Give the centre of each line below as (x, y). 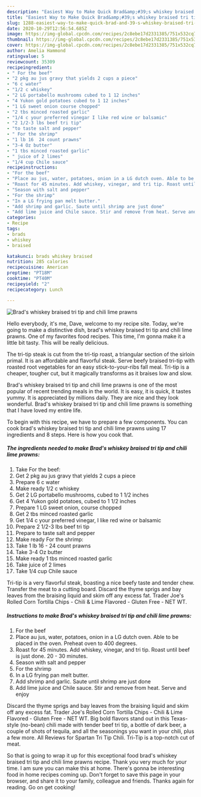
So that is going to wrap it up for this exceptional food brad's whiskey (92, 756)
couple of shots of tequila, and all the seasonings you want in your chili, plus (101, 731)
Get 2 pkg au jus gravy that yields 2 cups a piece (75, 476)
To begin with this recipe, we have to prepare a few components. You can (97, 422)
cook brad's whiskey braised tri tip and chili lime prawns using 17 (86, 428)
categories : (21, 218)
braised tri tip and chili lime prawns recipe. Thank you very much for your (97, 762)
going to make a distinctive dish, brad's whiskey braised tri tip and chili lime (100, 330)
